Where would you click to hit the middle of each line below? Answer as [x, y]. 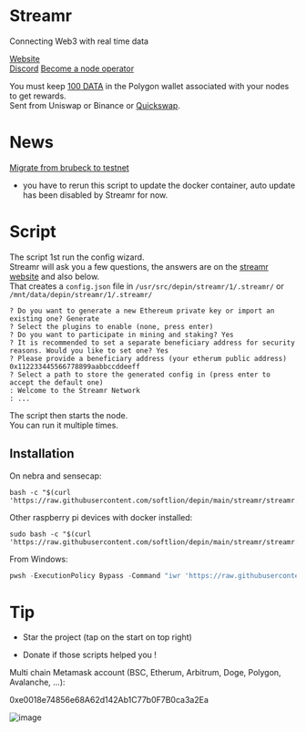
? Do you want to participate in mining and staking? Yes [122, 335]
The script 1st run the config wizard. [77, 257]
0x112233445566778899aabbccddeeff [75, 366]
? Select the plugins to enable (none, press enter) [112, 326]
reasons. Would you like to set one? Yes [89, 351]
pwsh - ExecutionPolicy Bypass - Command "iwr [95, 575]
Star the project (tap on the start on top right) [107, 637]
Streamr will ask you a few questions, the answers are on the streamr [139, 266]
